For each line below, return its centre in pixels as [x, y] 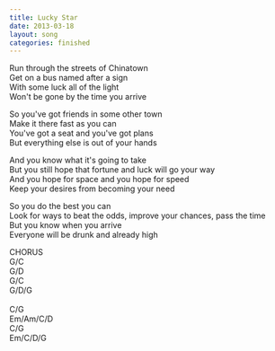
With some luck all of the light [64, 87]
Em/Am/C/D [31, 319]
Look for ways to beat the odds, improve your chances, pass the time [138, 215]
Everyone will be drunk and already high [84, 235]
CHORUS [26, 252]
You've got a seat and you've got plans [82, 133]
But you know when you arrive [66, 225]
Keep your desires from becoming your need [92, 189]
